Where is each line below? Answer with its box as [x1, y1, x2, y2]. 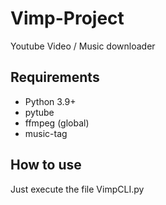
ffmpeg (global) [24, 117, 90, 129]
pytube [24, 106, 55, 118]
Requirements [10, 69, 100, 86]
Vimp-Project [10, 7, 125, 30]
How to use [10, 157, 82, 174]
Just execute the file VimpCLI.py [10, 183, 145, 195]
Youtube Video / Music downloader [10, 40, 156, 52]
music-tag [24, 127, 68, 139]
